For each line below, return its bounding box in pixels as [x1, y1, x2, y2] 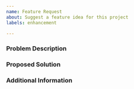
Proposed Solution [6, 61, 61, 69]
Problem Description [6, 44, 67, 53]
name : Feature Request [6, 8, 62, 15]
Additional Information [6, 77, 73, 85]
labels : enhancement [6, 20, 58, 26]
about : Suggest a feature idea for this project [6, 14, 129, 20]
